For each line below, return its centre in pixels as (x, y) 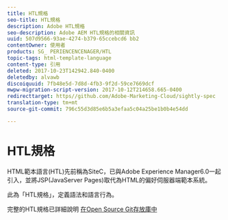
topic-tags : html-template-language (59, 58)
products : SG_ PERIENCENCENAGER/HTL (59, 52)
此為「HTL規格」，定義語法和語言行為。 (63, 194)
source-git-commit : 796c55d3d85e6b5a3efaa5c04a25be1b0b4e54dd (98, 109)
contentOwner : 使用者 (36, 45)
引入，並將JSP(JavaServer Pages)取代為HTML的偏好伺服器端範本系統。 (109, 180)
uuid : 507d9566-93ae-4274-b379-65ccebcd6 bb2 (73, 39)
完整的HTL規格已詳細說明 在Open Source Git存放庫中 (82, 209)
